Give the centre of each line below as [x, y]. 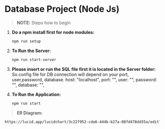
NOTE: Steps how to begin [44, 23]
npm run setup [26, 41]
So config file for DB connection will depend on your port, [70, 74]
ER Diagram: [30, 113]
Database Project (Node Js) [62, 9]
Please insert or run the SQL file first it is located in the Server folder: [84, 69]
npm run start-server [34, 60]
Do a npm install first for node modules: [53, 32]
